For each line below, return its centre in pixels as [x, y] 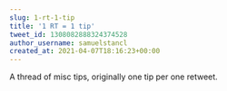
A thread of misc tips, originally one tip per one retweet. [113, 77]
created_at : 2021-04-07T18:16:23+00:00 [85, 51]
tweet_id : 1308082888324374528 [69, 34]
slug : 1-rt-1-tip [42, 18]
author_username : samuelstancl [69, 43]
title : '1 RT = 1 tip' [52, 26]
